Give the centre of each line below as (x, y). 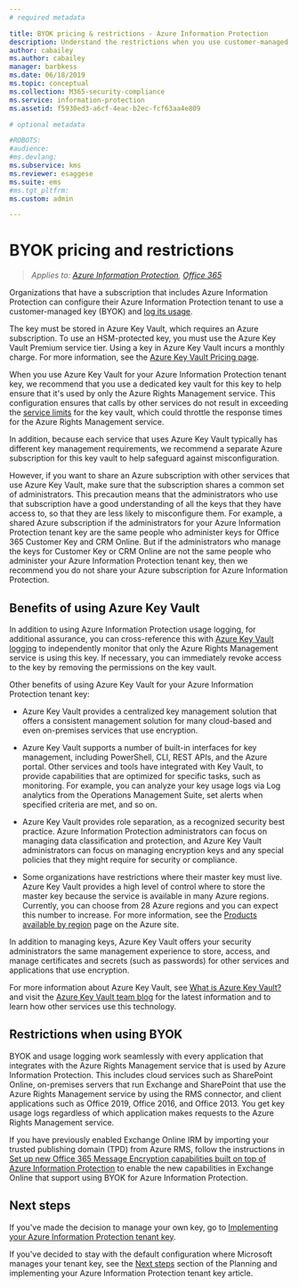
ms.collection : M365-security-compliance (87, 91)
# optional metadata (48, 125)
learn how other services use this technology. (93, 1006)
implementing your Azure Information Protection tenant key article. (131, 1273)
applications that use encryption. (69, 970)
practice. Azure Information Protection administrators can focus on (145, 831)
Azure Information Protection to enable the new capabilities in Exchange (141, 1168)
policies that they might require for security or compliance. (129, 859)
